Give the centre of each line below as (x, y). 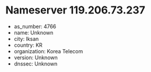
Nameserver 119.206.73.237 (75, 10)
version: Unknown (36, 57)
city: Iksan (26, 39)
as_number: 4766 (35, 26)
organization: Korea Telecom (48, 51)
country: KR (28, 45)
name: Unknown (34, 32)
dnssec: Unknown (36, 64)
